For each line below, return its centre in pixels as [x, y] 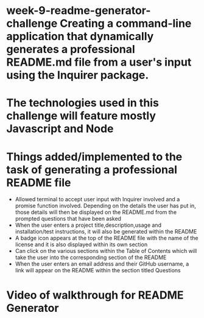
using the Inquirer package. [78, 75]
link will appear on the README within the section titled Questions [98, 271]
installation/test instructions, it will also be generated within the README [106, 232]
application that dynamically [80, 36]
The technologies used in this [83, 103]
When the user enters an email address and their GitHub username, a [102, 264]
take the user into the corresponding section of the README [91, 258]
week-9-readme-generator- [79, 11]
